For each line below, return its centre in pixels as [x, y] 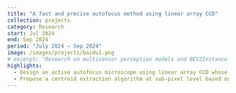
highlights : [25, 66]
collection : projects [39, 20]
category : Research [36, 27]
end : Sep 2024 [28, 40]
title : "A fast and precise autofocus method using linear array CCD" [113, 14]
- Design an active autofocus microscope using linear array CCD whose [121, 72]
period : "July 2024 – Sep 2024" [54, 46]
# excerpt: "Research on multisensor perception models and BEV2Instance [118, 59]
